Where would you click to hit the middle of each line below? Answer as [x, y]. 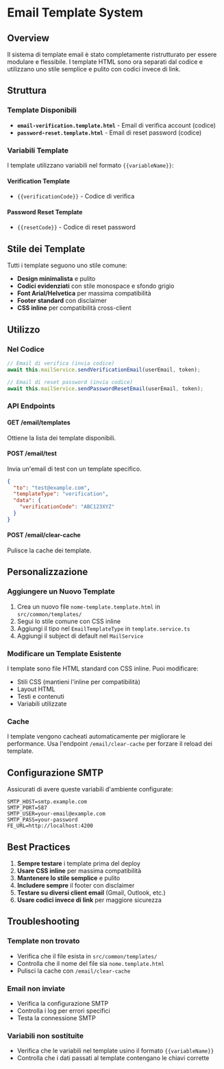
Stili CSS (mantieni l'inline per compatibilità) [78, 682]
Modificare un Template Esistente [64, 653]
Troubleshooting [43, 922]
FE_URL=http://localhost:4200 [50, 826]
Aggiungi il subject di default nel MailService [80, 635]
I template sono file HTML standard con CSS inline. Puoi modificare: [103, 668]
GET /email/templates [39, 422]
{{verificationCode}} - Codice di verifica [76, 196]
